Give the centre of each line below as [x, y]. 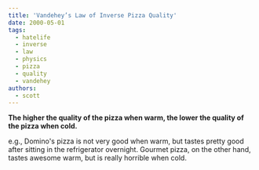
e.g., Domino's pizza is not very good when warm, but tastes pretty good [126, 141]
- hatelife [33, 37]
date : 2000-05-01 [36, 23]
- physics [31, 60]
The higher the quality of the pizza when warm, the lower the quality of [126, 118]
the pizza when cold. [43, 126]
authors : [22, 88]
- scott [28, 96]
